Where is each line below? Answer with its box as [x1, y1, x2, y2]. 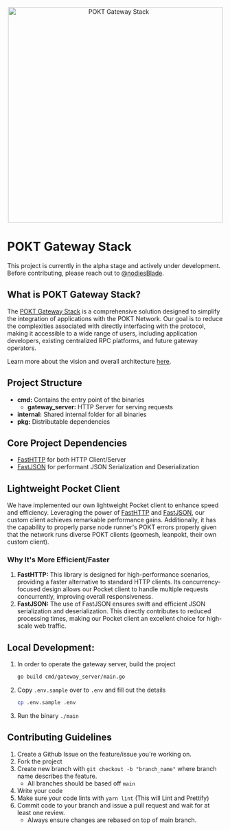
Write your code [16, 786, 63, 794]
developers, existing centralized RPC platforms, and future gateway [7, 336, 198, 345]
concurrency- [181, 578, 221, 586]
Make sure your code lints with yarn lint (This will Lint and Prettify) [16, 794, 209, 802]
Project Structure [7, 377, 82, 389]
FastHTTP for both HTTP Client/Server [16, 455, 127, 464]
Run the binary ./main [16, 712, 79, 720]
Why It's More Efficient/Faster [7, 555, 110, 564]
